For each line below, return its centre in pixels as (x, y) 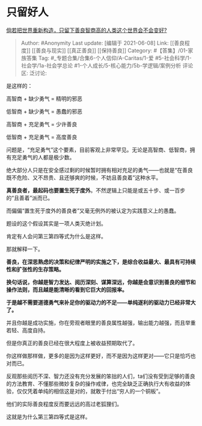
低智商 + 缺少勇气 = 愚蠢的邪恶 (44, 111)
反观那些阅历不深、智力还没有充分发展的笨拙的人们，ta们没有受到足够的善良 (101, 376)
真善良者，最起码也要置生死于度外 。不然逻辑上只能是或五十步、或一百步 (96, 190)
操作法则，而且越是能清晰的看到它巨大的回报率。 (67, 289)
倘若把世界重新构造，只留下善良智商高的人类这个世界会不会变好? (87, 30)
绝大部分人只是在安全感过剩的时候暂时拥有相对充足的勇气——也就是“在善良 (100, 170)
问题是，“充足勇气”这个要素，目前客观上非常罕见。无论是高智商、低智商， (98, 150)
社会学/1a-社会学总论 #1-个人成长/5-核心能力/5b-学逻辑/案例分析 (101, 65)
